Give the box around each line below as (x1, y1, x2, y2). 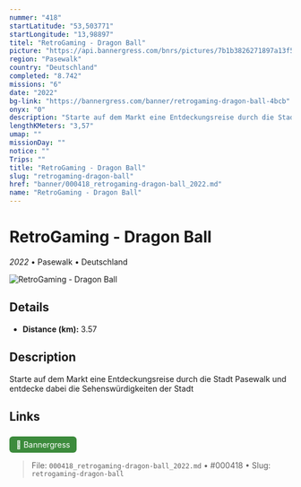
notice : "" (9, 146, 50, 155)
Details (9, 300, 49, 315)
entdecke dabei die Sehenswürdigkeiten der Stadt (9, 383, 194, 394)
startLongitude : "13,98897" (9, 30, 115, 39)
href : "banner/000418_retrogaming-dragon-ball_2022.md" (9, 180, 222, 189)
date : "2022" (9, 88, 58, 97)
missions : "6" (9, 80, 63, 89)
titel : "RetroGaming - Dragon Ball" (9, 38, 146, 48)
